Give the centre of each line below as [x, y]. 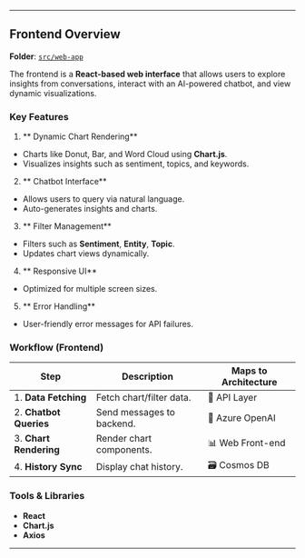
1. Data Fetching [50, 398]
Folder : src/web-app [46, 56]
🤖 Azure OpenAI [242, 418]
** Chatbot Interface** [64, 182]
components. [124, 450]
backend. [116, 423]
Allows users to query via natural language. [103, 199]
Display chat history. [139, 466]
